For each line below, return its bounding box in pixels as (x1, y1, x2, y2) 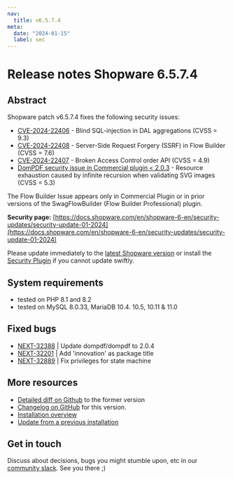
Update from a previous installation (17, 417, 119, 426)
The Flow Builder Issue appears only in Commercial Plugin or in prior (7, 192, 205, 200)
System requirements (7, 277, 104, 289)
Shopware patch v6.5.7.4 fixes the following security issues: (7, 113, 180, 121)
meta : (7, 23, 23, 30)
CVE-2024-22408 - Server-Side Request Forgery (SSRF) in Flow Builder (17, 141, 226, 150)
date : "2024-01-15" (13, 29, 71, 37)
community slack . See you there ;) (7, 464, 106, 473)
